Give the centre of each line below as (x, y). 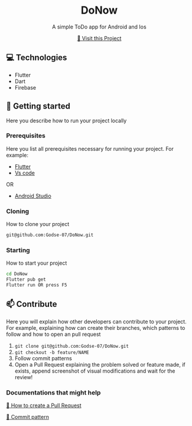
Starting (18, 250)
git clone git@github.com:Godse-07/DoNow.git (71, 346)
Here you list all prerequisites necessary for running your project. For (90, 148)
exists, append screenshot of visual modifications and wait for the (95, 371)
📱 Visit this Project (99, 38)
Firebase (25, 87)
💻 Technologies (37, 58)
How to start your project (37, 263)
